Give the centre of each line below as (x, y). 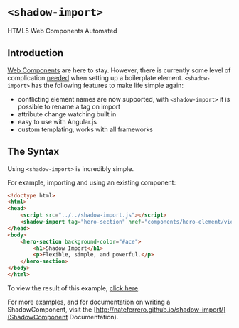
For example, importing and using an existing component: (92, 182)
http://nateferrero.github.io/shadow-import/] (161, 309)
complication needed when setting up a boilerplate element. (95, 77)
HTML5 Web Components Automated (62, 31)
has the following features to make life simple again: (107, 85)
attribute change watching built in (67, 114)
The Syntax (33, 152)
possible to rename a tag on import (69, 106)
